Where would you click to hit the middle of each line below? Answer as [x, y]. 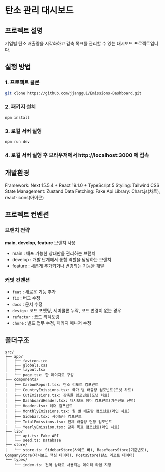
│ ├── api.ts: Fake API [32, 436]
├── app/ [14, 356]
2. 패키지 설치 [21, 107]
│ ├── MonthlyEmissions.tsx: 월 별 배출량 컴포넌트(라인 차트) [68, 411]
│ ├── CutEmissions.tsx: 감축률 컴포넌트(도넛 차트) [58, 395]
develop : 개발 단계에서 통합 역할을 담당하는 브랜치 [62, 259]
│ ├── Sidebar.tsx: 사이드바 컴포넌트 [44, 416]
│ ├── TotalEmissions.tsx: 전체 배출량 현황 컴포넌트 [59, 422]
